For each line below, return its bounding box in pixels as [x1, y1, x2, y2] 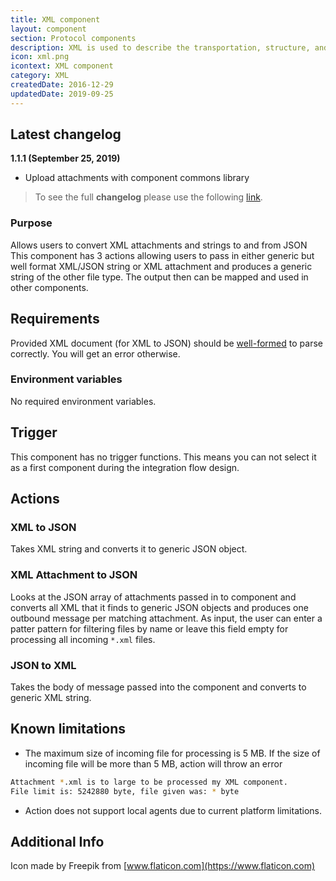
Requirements [10, 311, 100, 328]
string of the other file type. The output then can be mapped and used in [10, 271, 309, 283]
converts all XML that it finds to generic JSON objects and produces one [10, 601, 309, 613]
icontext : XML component [10, 61, 114, 71]
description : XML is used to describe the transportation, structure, [10, 42, 311, 53]
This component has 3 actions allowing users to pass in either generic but [10, 249, 315, 261]
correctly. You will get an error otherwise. [10, 347, 181, 360]
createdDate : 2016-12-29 [10, 80, 114, 90]
